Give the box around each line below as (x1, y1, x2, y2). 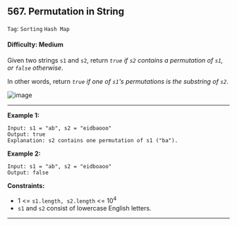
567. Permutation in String (7, 6, 125, 18)
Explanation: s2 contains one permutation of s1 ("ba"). (7, 137, 178, 144)
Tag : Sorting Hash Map (7, 24, 70, 32)
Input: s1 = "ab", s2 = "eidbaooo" (7, 125, 112, 132)
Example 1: (7, 111, 40, 120)
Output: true (7, 131, 46, 138)
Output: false (7, 169, 49, 177)
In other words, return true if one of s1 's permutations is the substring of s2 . (7, 77, 229, 86)
